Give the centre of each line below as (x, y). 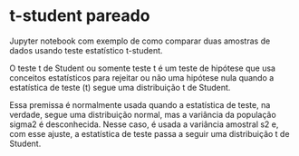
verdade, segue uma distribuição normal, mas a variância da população (143, 114)
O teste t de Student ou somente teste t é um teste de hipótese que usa (143, 68)
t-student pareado (80, 16)
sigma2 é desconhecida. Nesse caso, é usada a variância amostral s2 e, (144, 124)
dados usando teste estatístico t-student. (86, 50)
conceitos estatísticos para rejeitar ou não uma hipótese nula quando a (142, 77)
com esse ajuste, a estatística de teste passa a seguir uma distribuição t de (149, 133)
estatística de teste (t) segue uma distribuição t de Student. (120, 87)
